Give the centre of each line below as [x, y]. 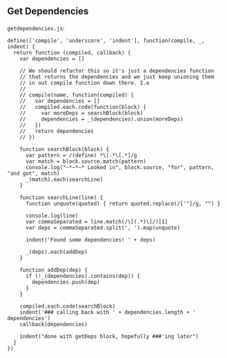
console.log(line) [52, 216]
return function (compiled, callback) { [72, 52]
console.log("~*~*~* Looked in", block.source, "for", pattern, [120, 167]
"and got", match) [33, 173]
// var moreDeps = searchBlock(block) [81, 113]
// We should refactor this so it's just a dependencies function [117, 71]
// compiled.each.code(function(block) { [83, 107]
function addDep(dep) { [54, 270]
